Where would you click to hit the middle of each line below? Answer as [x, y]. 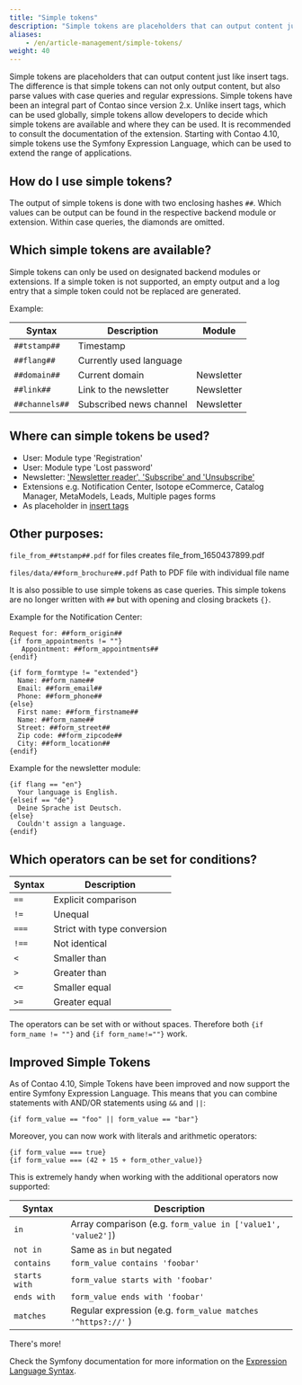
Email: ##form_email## [60, 688]
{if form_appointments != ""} [66, 642]
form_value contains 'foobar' [135, 1263]
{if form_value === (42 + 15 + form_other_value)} [106, 1160]
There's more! [35, 1344]
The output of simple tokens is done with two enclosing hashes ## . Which [145, 202]
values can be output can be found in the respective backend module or [143, 212]
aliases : [26, 34]
